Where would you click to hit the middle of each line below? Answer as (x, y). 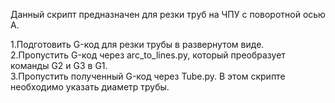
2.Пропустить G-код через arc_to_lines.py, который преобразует (148, 55)
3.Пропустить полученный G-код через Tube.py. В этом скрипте (148, 76)
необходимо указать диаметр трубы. (90, 87)
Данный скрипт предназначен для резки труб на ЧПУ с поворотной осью (168, 14)
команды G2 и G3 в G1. (59, 65)
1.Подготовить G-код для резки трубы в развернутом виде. (137, 44)
